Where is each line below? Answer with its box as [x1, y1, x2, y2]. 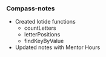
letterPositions [24, 31, 61, 38]
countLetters [24, 24, 56, 32]
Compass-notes [6, 4, 55, 13]
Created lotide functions [15, 18, 76, 25]
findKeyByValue [24, 38, 64, 45]
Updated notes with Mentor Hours [15, 44, 101, 51]
